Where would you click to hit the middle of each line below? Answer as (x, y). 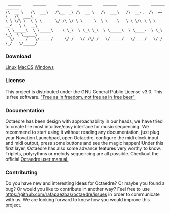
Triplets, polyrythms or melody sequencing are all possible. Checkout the (82, 153)
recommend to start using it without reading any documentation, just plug (82, 132)
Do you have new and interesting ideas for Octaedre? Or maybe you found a (85, 183)
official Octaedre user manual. (37, 159)
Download (18, 56)
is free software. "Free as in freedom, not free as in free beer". (70, 97)
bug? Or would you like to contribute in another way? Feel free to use (78, 189)
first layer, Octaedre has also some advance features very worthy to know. (83, 148)
